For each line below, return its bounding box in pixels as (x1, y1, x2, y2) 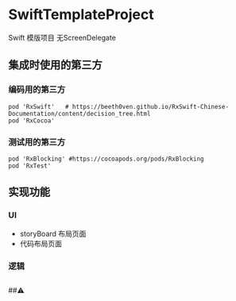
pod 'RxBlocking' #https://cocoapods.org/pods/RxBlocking (8, 155, 204, 163)
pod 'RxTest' (8, 161, 52, 170)
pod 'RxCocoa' (8, 117, 56, 125)
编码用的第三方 (8, 84, 66, 95)
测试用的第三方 (8, 137, 66, 148)
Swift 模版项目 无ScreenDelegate (8, 33, 117, 42)
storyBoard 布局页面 (19, 229, 87, 238)
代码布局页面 (19, 238, 62, 248)
